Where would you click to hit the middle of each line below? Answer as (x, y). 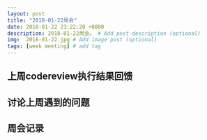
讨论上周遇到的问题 (48, 102)
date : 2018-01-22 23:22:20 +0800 (56, 27)
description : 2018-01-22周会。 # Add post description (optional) (104, 33)
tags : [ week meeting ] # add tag (54, 46)
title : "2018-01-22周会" (42, 20)
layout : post (26, 14)
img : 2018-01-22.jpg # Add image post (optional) (82, 40)
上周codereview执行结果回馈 (70, 77)
